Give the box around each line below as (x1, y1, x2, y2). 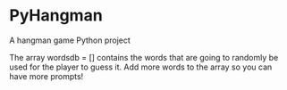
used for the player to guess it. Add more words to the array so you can (9, 61, 273, 72)
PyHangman (9, 5, 103, 26)
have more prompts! (9, 70, 84, 81)
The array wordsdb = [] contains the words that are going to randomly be (9, 52, 279, 62)
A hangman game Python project (9, 35, 131, 45)
